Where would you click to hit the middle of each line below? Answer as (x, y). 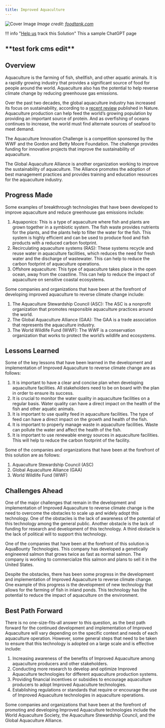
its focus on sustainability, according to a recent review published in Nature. (82, 108)
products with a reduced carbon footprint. (55, 243)
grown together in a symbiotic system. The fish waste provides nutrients (85, 227)
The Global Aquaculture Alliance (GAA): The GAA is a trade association (84, 319)
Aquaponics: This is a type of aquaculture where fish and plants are (81, 222)
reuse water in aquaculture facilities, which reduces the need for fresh (83, 253)
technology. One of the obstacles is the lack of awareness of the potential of (83, 518)
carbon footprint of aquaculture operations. (56, 264)
